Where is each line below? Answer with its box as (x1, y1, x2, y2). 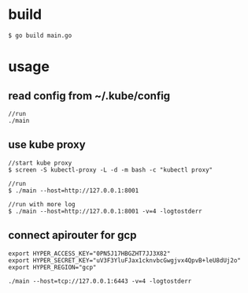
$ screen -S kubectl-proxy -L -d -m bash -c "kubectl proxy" (8, 165, 213, 174)
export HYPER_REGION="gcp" (8, 263, 97, 271)
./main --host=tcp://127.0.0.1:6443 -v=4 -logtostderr (8, 277, 192, 285)
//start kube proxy (8, 159, 72, 167)
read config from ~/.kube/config (8, 89, 171, 102)
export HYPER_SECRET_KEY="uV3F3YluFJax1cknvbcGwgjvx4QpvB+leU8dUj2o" (8, 256, 242, 265)
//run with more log (8, 200, 76, 208)
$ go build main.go (8, 32, 72, 39)
